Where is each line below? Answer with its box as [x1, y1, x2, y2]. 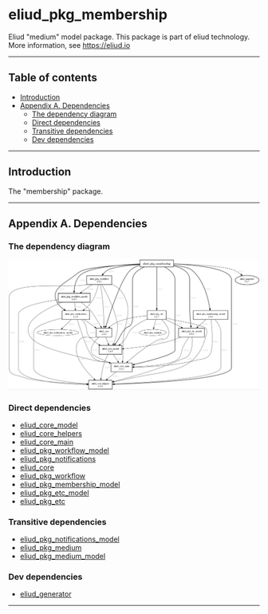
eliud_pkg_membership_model [19, 479, 120, 489]
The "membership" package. [8, 186, 104, 196]
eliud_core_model [19, 420, 78, 430]
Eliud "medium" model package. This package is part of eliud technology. [8, 32, 250, 41]
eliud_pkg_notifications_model [19, 534, 120, 544]
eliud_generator [19, 589, 72, 599]
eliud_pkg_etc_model [19, 488, 89, 498]
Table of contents [8, 71, 97, 85]
